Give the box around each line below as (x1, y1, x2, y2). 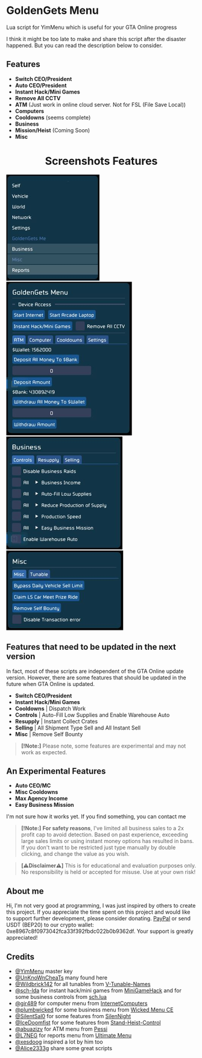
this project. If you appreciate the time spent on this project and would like (6, 908, 191, 915)
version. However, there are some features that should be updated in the (6, 674, 186, 681)
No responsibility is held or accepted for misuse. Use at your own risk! (21, 868, 196, 876)
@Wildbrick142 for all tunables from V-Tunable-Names (14, 980, 151, 987)
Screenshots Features (45, 154, 158, 168)
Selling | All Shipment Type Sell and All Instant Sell (14, 724, 140, 731)
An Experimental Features (6, 766, 106, 776)
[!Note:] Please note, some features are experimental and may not (21, 742, 186, 749)
